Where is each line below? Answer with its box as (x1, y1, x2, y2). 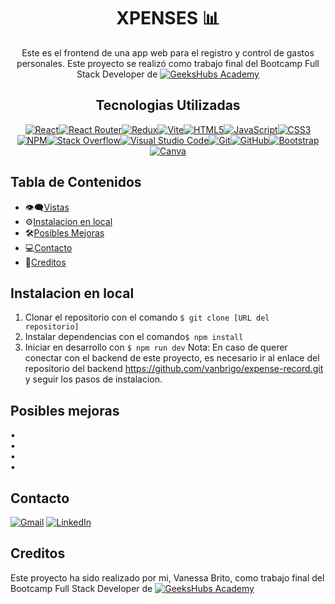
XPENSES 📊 (116, 7, 220, 30)
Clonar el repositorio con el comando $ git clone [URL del (24, 311, 270, 324)
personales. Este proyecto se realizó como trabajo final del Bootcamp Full (16, 57, 320, 69)
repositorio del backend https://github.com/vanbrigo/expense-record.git (24, 363, 324, 375)
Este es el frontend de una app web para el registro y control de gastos (21, 46, 315, 59)
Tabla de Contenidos (10, 174, 142, 191)
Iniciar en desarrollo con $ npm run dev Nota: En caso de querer (24, 341, 288, 354)
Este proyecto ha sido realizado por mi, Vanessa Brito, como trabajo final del (10, 571, 325, 584)
